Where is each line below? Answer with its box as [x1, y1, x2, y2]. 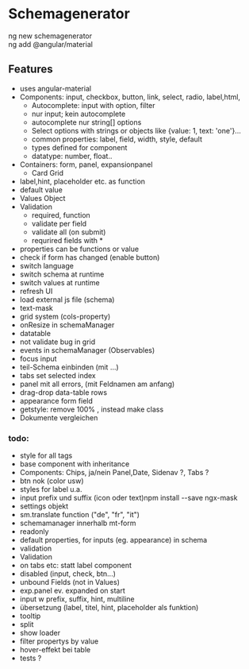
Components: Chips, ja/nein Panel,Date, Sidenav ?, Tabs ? [19, 468, 209, 478]
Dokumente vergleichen [19, 412, 98, 422]
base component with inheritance [19, 459, 130, 469]
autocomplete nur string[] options [31, 117, 142, 127]
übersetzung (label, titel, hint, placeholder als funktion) [19, 603, 199, 613]
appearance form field [19, 396, 94, 405]
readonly [19, 527, 49, 536]
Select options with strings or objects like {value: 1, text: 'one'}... [31, 126, 242, 135]
